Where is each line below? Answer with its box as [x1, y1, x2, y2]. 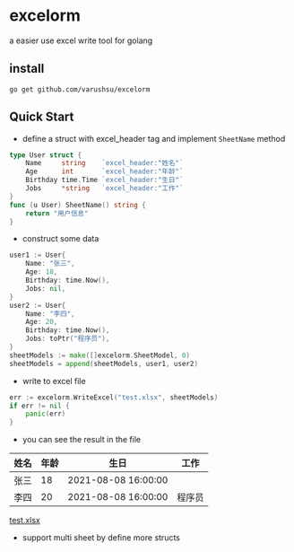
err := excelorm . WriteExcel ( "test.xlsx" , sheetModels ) [9, 392, 219, 402]
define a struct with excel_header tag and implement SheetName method [22, 133, 286, 144]
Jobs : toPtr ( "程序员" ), [25, 334, 110, 344]
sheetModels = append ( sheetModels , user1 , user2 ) [9, 359, 199, 368]
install [9, 61, 45, 76]
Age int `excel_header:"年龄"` [25, 167, 184, 176]
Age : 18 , [25, 267, 58, 276]
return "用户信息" [25, 208, 89, 218]
